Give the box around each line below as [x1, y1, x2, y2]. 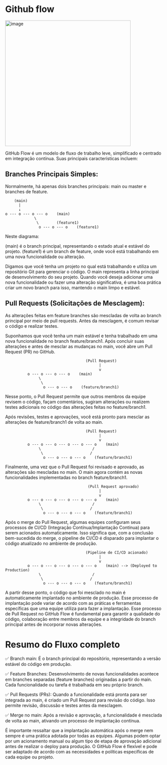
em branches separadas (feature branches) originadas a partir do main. [5, 676, 152, 682]
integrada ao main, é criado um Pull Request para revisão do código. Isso [5, 697, 156, 703]
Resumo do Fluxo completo [5, 639, 120, 650]
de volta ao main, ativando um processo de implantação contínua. [5, 717, 141, 723]
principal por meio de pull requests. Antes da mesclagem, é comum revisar [5, 318, 160, 324]
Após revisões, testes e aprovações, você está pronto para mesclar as [5, 414, 150, 420]
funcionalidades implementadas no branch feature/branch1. [5, 474, 128, 480]
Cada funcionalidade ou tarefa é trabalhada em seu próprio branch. [5, 681, 144, 687]
